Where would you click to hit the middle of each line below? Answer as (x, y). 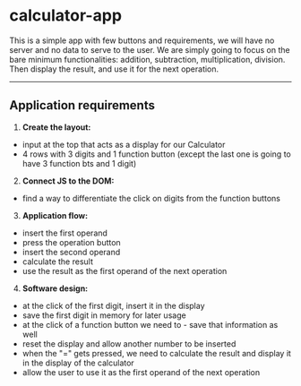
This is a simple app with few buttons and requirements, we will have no (142, 40)
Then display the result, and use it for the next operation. (114, 69)
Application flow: (55, 215)
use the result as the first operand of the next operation (125, 270)
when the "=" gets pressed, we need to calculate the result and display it (156, 353)
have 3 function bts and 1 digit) (79, 163)
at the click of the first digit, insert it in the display (113, 305)
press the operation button (71, 242)
